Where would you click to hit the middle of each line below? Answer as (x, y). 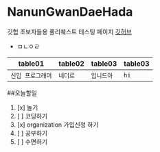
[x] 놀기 (27, 107)
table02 (71, 64)
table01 (31, 64)
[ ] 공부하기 (32, 133)
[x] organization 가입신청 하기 (58, 125)
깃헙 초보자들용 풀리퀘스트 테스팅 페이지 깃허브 (70, 31)
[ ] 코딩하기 (32, 116)
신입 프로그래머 (31, 75)
